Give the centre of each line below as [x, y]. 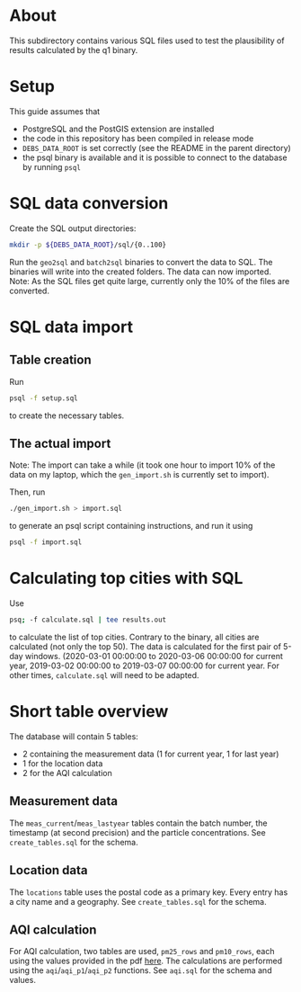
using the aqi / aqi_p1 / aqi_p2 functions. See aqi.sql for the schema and [141, 970]
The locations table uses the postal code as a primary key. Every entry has [149, 892]
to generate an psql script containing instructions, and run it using [131, 526]
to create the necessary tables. [67, 416]
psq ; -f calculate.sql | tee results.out [88, 620]
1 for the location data [62, 763]
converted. [29, 290]
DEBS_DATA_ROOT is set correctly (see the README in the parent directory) [157, 147]
